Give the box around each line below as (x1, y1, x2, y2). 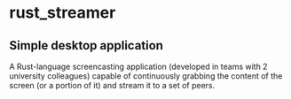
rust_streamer (9, 3, 116, 23)
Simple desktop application (9, 38, 164, 53)
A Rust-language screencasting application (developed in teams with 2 (9, 61, 268, 72)
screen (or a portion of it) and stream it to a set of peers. (9, 80, 216, 90)
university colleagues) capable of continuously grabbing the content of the (9, 71, 283, 81)
